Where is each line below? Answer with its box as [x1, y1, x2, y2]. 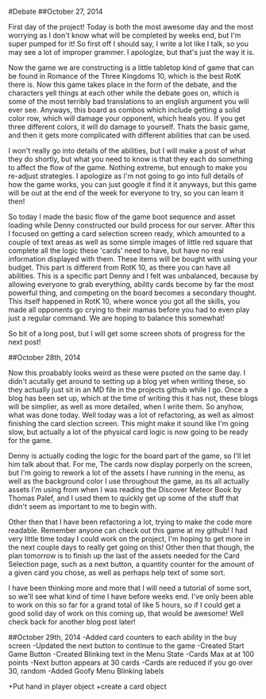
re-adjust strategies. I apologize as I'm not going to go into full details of [8, 171, 244, 181]
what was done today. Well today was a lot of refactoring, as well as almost [8, 410, 254, 420]
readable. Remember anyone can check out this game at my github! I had [8, 526, 248, 535]
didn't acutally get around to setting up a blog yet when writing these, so [8, 377, 246, 386]
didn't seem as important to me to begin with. [8, 502, 157, 511]
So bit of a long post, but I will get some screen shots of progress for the [8, 329, 245, 338]
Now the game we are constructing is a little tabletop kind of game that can [8, 63, 254, 72]
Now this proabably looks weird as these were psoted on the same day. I [8, 368, 246, 377]
